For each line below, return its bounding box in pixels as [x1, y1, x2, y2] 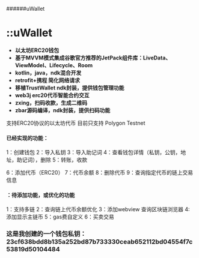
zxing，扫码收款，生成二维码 [14, 99, 88, 106]
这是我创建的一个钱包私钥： [6, 230, 87, 238]
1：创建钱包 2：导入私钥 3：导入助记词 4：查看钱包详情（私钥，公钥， [6, 149, 181, 156]
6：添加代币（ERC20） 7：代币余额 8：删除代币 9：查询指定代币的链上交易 [6, 169, 194, 176]
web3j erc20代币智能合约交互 [14, 91, 90, 98]
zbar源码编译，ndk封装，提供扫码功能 [14, 106, 111, 113]
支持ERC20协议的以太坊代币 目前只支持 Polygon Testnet [6, 119, 145, 127]
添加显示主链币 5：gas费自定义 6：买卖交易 [6, 213, 114, 221]
